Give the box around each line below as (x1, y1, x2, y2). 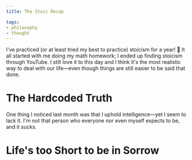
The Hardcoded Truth (6, 91, 113, 105)
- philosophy (6, 25, 38, 30)
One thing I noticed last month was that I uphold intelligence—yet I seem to (6, 111, 187, 118)
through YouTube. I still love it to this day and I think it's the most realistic (6, 59, 181, 66)
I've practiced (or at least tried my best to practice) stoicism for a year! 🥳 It (6, 46, 185, 53)
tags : (6, 19, 19, 25)
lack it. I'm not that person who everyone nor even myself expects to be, (6, 117, 180, 124)
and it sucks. (6, 124, 37, 131)
